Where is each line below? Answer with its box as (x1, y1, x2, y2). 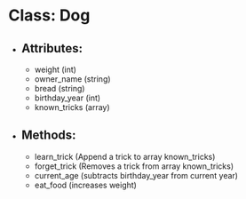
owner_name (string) (34, 74, 112, 84)
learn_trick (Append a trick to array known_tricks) (34, 151, 216, 162)
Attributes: (20, 41, 83, 56)
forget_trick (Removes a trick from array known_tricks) (34, 161, 234, 171)
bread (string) (34, 84, 85, 93)
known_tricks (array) (34, 102, 110, 112)
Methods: (20, 128, 76, 143)
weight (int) (34, 64, 77, 75)
